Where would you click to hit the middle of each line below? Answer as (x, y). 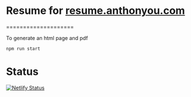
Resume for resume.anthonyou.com (95, 11)
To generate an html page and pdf (47, 38)
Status (22, 72)
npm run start (23, 48)
